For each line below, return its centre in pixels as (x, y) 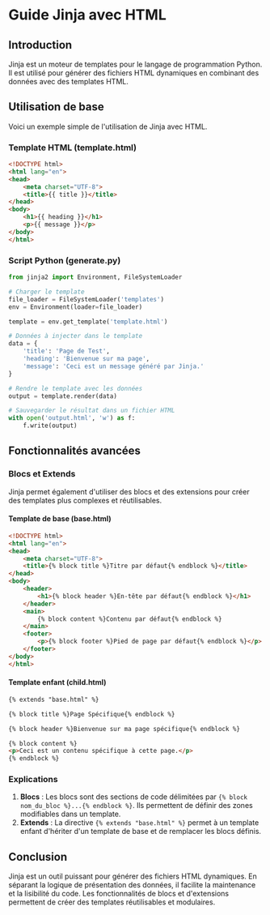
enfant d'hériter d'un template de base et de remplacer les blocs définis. (140, 832)
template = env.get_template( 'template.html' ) (88, 322)
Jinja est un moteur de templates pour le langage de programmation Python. (135, 64)
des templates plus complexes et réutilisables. (85, 500)
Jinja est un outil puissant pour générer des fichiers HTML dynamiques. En (133, 876)
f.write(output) (51, 426)
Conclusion (38, 857)
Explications (33, 780)
